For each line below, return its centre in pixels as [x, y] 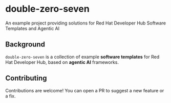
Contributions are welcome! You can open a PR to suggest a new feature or [85, 90]
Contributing [26, 78]
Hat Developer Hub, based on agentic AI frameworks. [62, 62]
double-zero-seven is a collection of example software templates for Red [82, 57]
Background [25, 45]
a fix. [11, 96]
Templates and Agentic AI [33, 28]
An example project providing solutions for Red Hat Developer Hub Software [86, 23]
